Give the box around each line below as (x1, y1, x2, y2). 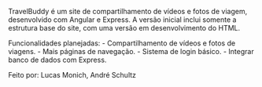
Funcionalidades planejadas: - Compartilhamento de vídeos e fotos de (8, 38, 236, 48)
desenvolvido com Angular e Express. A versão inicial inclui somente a (8, 15, 237, 24)
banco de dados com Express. (8, 55, 107, 64)
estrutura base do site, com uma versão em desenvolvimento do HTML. (8, 24, 241, 32)
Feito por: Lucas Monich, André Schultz (8, 71, 136, 79)
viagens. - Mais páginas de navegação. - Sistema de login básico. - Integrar (8, 47, 254, 56)
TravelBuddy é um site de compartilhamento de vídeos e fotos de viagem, (8, 7, 248, 16)
